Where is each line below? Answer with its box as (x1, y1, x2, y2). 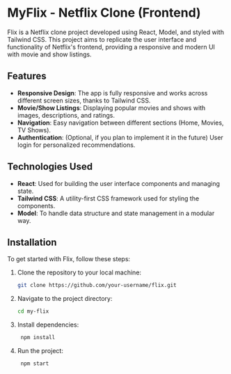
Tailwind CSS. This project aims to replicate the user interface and (7, 35, 197, 43)
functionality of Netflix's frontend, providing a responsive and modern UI (7, 42, 216, 51)
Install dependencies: (17, 320, 79, 329)
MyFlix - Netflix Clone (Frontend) (7, 5, 201, 21)
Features (7, 70, 47, 82)
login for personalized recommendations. (17, 141, 136, 149)
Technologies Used (7, 161, 93, 173)
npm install (20, 334, 56, 341)
